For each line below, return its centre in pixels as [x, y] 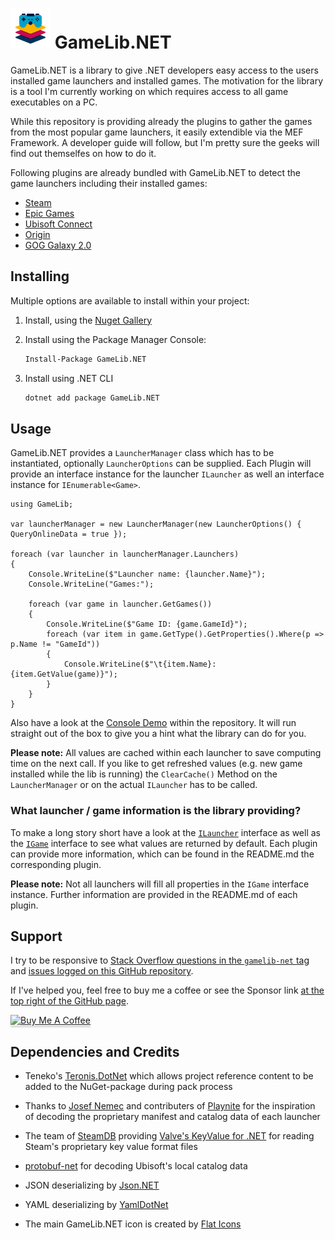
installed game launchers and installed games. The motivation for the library [167, 80]
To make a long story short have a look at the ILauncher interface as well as [165, 832]
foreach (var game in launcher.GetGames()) [120, 604]
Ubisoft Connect [58, 224]
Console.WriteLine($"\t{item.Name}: [140, 664]
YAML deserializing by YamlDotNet [96, 1205]
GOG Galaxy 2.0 [58, 245]
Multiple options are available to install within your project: [130, 300]
